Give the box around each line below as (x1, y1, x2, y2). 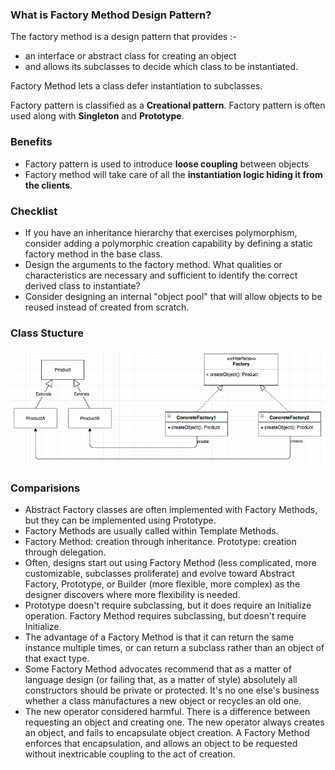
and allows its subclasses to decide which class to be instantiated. (24, 61, 299, 73)
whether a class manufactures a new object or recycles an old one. (24, 695, 302, 707)
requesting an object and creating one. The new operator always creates (24, 716, 325, 728)
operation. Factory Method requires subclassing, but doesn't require (24, 610, 307, 622)
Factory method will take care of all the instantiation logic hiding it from (24, 168, 323, 180)
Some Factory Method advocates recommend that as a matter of (24, 663, 292, 675)
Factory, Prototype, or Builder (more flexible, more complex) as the (24, 578, 301, 590)
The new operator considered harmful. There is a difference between (24, 706, 311, 718)
